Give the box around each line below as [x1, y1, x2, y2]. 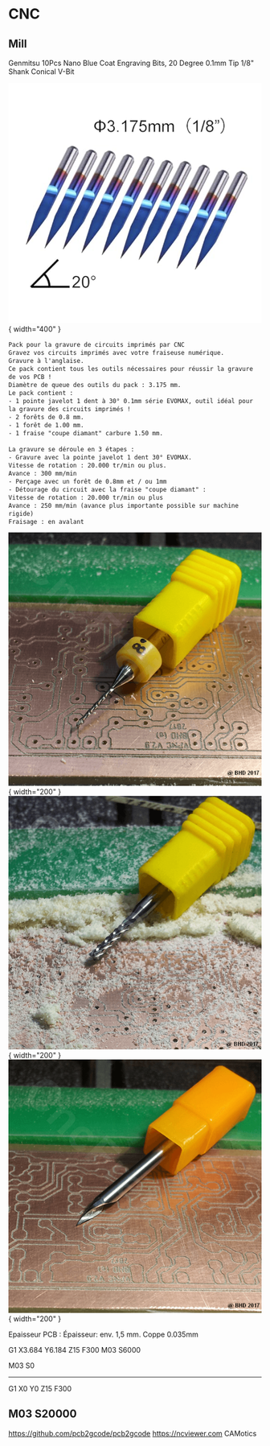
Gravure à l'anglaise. [8, 356, 84, 365]
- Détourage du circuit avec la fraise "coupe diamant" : [8, 485, 207, 493]
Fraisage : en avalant [8, 517, 84, 525]
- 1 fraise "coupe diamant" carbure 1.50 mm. [8, 429, 163, 437]
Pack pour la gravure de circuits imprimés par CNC [8, 340, 185, 348]
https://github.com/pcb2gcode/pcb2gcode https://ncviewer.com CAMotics [8, 1428, 257, 1438]
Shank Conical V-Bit [8, 67, 75, 76]
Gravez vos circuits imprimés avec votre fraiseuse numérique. [8, 348, 225, 356]
